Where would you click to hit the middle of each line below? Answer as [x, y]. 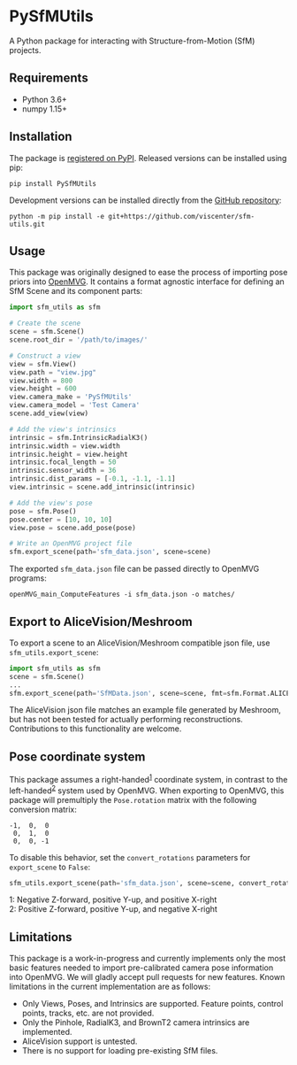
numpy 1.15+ [45, 109]
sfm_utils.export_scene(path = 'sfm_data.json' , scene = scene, [122, 883]
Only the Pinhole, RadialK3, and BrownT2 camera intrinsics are [136, 1023]
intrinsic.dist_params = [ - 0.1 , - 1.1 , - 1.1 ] [92, 479]
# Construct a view [45, 356]
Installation [41, 137]
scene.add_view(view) [49, 413]
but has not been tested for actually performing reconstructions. [126, 720]
